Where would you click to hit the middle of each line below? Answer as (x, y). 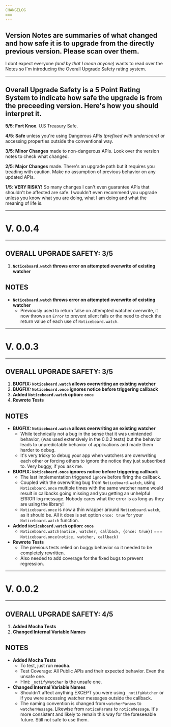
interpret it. (24, 113)
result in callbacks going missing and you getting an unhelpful (85, 493)
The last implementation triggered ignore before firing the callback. (91, 477)
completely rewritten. (42, 553)
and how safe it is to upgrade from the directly (80, 43)
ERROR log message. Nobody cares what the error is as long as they (92, 499)
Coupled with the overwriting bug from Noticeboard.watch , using (88, 482)
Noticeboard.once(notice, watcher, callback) (69, 537)
